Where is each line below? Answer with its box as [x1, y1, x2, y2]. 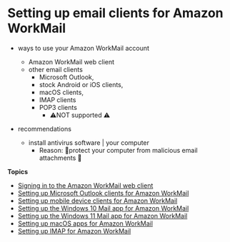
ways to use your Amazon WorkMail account [17, 44, 150, 52]
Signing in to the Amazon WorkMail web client [17, 181, 154, 190]
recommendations [17, 124, 71, 133]
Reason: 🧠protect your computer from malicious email [39, 146, 198, 154]
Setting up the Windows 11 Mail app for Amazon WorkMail [17, 211, 188, 220]
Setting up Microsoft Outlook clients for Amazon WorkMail [17, 188, 189, 197]
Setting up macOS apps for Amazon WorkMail [17, 219, 154, 228]
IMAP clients [39, 95, 76, 104]
